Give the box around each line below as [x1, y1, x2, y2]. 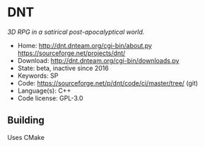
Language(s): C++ [17, 86, 71, 95]
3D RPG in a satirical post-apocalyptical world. [7, 28, 145, 36]
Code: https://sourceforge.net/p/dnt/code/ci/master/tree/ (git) [17, 78, 199, 87]
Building [7, 114, 45, 127]
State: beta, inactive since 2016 [17, 64, 110, 72]
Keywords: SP [17, 71, 59, 80]
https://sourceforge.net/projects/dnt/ [17, 49, 126, 57]
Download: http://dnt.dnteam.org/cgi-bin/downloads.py [17, 56, 180, 64]
